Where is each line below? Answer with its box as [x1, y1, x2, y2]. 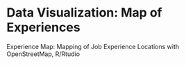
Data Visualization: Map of [6, 5, 162, 21]
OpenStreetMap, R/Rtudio [6, 50, 81, 58]
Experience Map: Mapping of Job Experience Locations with [6, 42, 180, 50]
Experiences [6, 19, 81, 35]
